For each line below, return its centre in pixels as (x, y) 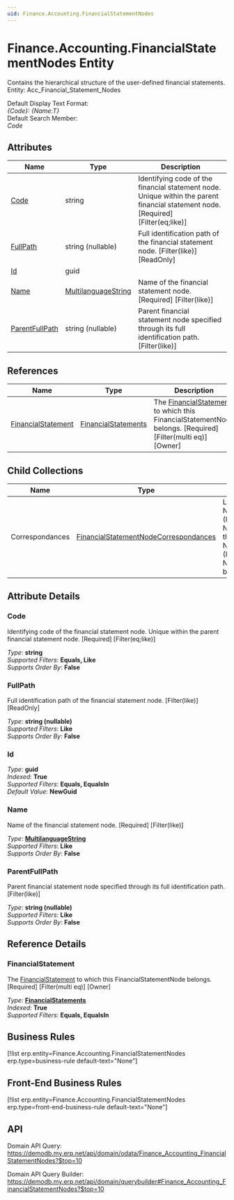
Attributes (30, 147)
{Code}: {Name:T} (33, 111)
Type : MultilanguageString (47, 838)
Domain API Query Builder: (46, 1174)
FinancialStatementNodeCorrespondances (146, 537)
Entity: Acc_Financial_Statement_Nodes (64, 90)
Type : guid (23, 769)
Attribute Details (44, 597)
